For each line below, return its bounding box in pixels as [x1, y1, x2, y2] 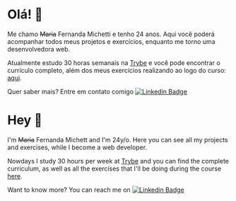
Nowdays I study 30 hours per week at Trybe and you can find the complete [7, 156, 230, 165]
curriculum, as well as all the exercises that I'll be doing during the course [7, 164, 222, 173]
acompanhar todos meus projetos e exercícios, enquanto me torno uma [7, 37, 216, 45]
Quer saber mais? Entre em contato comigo [7, 87, 134, 96]
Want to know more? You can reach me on [7, 185, 131, 194]
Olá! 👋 [7, 6, 43, 23]
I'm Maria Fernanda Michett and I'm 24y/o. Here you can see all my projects [7, 135, 228, 144]
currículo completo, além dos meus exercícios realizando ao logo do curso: [7, 66, 226, 74]
